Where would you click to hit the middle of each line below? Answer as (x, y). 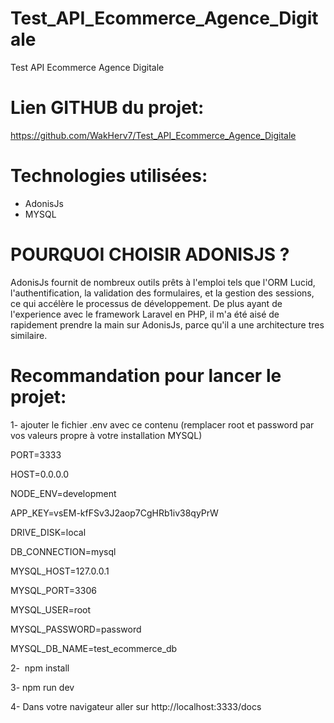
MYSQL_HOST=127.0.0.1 (60, 571)
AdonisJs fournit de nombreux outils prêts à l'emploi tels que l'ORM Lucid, (163, 282)
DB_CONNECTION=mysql (63, 551)
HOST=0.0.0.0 (40, 474)
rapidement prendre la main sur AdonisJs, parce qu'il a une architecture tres (167, 324)
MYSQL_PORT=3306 (53, 590)
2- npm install (40, 668)
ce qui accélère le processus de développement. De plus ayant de (146, 303)
